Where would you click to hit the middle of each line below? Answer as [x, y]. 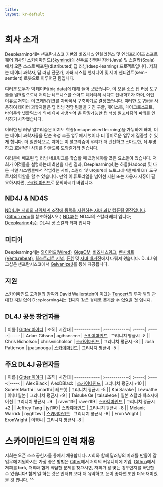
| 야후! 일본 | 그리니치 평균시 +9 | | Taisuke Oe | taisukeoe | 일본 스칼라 [73, 395]
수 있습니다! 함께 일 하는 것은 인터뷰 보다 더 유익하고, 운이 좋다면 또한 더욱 [75, 474]
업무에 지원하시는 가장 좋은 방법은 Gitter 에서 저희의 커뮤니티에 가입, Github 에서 [80, 462]
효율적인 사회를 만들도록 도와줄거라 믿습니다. [56, 148]
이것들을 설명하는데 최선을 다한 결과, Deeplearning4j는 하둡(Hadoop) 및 [83, 164]
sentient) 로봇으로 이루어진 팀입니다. [40, 78]
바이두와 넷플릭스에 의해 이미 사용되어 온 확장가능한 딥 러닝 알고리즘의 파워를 [78, 113]
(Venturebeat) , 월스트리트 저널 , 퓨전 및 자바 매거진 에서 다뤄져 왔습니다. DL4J [79, 258]
